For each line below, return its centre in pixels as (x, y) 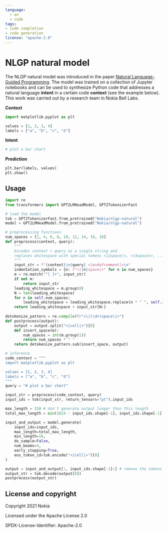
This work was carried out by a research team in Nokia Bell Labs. (72, 98)
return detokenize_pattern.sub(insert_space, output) (71, 345)
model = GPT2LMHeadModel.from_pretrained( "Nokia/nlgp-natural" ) (73, 223)
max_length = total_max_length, (46, 432)
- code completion (24, 29)
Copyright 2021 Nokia (27, 506)
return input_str (41, 284)
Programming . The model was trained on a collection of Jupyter (87, 82)
